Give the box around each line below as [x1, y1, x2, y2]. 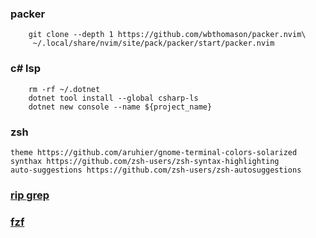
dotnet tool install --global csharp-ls [28, 93, 199, 103]
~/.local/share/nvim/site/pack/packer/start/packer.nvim [32, 38, 275, 49]
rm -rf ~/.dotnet [28, 84, 101, 94]
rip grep [10, 188, 50, 202]
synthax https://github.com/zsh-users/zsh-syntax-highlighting [10, 156, 280, 166]
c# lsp [10, 62, 42, 76]
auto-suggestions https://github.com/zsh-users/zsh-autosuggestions [10, 165, 302, 175]
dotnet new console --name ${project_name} [28, 102, 213, 112]
